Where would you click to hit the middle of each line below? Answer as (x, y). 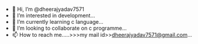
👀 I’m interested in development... (53, 15)
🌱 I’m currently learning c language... (57, 22)
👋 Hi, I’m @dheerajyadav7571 (48, 9)
